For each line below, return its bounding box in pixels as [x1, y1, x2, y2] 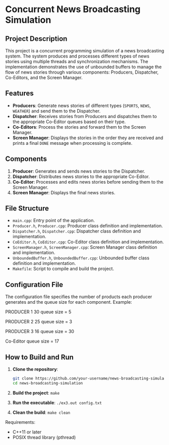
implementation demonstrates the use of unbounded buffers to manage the [5, 64, 162, 70]
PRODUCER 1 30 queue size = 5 [5, 309, 72, 315]
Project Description [5, 34, 68, 43]
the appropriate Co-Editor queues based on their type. [12, 119, 126, 125]
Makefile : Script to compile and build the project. [12, 266, 115, 272]
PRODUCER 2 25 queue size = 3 [5, 319, 72, 325]
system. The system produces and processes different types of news [5, 53, 150, 59]
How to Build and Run [5, 353, 74, 361]
